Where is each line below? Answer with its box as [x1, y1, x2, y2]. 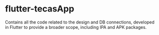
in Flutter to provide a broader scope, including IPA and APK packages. [5, 24, 147, 30]
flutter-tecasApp [5, 3, 74, 14]
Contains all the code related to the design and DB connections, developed [5, 19, 155, 25]
